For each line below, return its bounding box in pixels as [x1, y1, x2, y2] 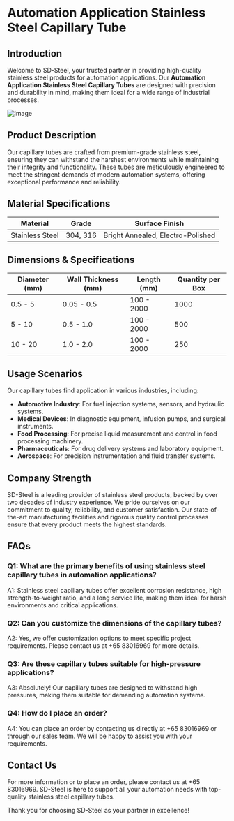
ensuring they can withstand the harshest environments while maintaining [7, 155, 219, 163]
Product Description [7, 129, 97, 141]
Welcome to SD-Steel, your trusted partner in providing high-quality [7, 66, 202, 74]
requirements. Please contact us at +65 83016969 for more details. [7, 642, 200, 650]
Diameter [17, 274, 49, 284]
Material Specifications [7, 198, 111, 210]
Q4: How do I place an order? [7, 709, 107, 718]
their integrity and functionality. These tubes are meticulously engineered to [7, 163, 225, 171]
